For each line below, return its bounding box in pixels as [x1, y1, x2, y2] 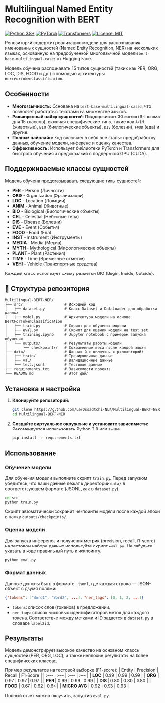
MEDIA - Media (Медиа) [12, 239, 62, 245]
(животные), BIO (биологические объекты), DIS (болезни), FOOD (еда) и [12, 124, 160, 130]
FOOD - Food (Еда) [12, 229, 52, 235]
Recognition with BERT [5, 14, 100, 25]
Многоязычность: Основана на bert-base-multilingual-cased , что [12, 103, 151, 109]
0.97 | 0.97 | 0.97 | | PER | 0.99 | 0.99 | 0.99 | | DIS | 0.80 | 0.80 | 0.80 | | [5, 678, 151, 684]
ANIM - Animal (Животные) [12, 203, 69, 209]
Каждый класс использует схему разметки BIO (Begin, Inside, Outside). [5, 270, 155, 276]
